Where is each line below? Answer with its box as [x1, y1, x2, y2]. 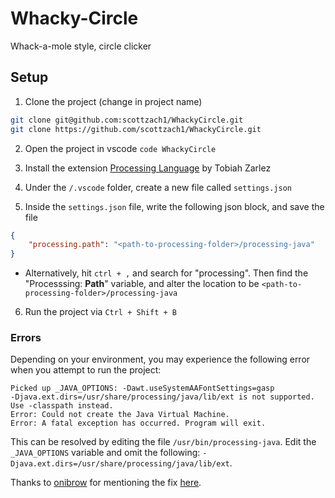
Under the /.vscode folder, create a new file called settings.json [24, 181, 292, 193]
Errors [10, 331, 42, 345]
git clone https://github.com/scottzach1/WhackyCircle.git [10, 124, 262, 134]
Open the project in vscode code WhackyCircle [24, 142, 217, 154]
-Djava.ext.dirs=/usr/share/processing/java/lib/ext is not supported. [10, 392, 315, 402]
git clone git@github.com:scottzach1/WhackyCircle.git [10, 115, 244, 125]
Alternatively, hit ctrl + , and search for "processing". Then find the [24, 267, 309, 279]
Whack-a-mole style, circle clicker [10, 40, 152, 52]
